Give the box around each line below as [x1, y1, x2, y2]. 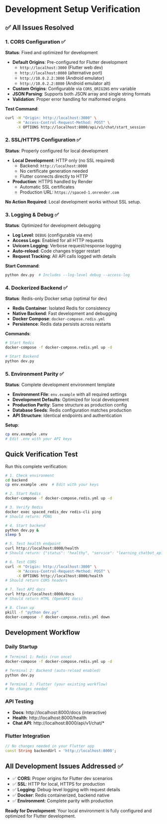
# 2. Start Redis [5, 491, 41, 496]
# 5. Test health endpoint [5, 541, 61, 546]
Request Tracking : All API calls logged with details [12, 253, 116, 259]
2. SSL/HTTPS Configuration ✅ [5, 136, 81, 143]
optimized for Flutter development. [5, 813, 76, 819]
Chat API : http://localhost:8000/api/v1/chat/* [12, 720, 105, 726]
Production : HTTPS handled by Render [12, 178, 93, 185]
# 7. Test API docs [5, 587, 46, 592]
